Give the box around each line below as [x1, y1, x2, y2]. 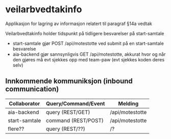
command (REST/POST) [45, 117, 104, 124]
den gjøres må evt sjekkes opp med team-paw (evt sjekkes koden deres [12, 56, 165, 62]
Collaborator [9, 100, 40, 107]
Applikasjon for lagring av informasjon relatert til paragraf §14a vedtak [5, 20, 152, 27]
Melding [118, 100, 139, 107]
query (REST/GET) [45, 108, 90, 115]
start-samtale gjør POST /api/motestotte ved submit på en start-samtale [12, 40, 164, 47]
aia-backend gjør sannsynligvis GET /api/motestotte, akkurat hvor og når [12, 51, 166, 57]
